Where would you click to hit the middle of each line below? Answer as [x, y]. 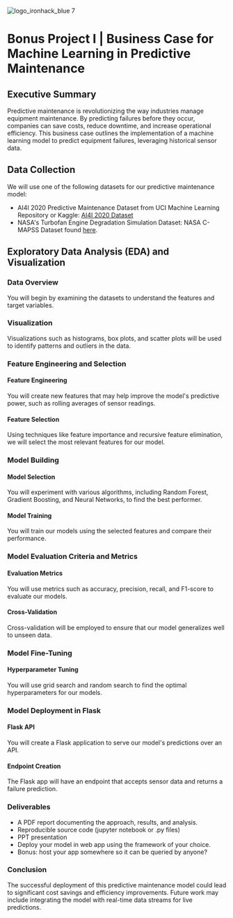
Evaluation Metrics [35, 573]
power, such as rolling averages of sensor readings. [81, 403]
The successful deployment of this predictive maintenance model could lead [117, 885]
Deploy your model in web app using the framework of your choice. [114, 844]
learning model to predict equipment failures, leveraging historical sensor [112, 140]
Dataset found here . [69, 229]
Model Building [33, 460]
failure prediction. [32, 789]
